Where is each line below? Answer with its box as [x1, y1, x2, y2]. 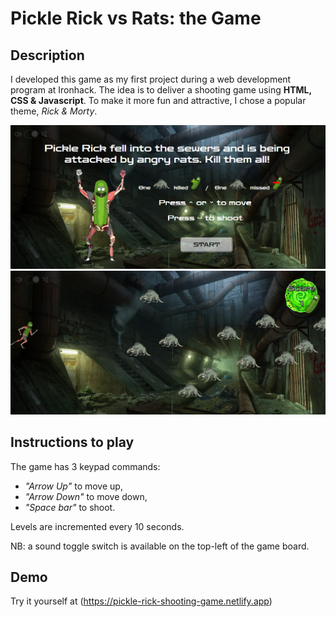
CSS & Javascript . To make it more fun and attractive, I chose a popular [10, 95, 307, 106]
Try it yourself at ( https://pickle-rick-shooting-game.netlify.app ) [10, 595, 273, 607]
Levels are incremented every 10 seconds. [10, 520, 185, 532]
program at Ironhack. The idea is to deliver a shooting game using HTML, [10, 84, 312, 96]
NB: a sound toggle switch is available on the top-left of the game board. [10, 540, 310, 552]
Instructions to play [10, 434, 135, 451]
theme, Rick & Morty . [10, 105, 98, 117]
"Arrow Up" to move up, [24, 480, 123, 492]
